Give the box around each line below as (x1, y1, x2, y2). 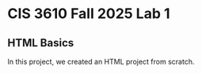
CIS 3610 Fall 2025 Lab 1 (7, 5, 171, 23)
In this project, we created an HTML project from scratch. (7, 57, 195, 66)
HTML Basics (7, 36, 74, 50)
